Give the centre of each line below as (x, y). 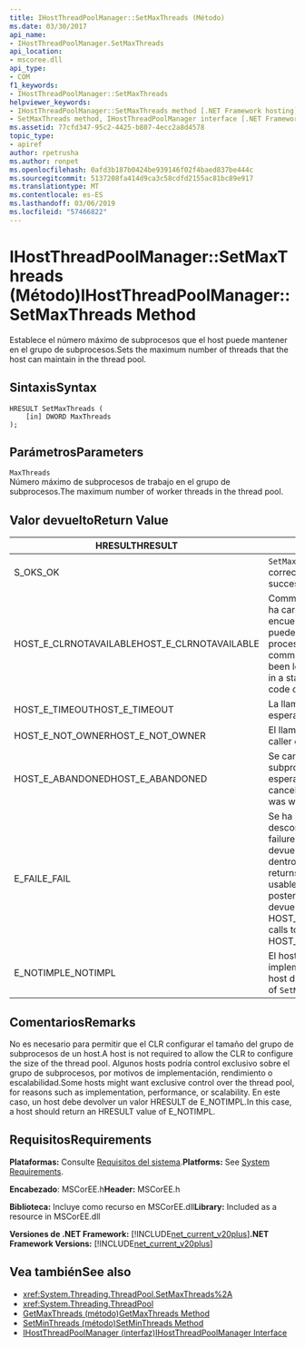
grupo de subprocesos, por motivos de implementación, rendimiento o (141, 1073)
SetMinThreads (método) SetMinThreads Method (113, 1322)
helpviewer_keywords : (50, 102)
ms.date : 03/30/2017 (49, 26)
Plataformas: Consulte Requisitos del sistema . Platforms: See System (140, 1162)
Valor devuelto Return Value (89, 520)
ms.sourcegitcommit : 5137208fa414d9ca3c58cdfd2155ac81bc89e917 (132, 178)
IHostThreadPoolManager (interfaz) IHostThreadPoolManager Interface (155, 1332)
